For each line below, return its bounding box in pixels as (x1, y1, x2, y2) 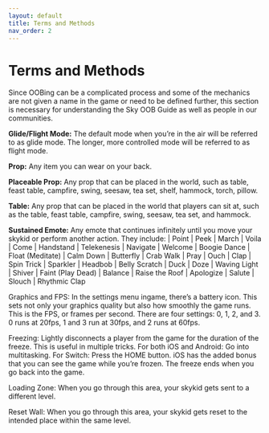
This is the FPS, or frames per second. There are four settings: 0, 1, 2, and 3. (8, 309, 261, 319)
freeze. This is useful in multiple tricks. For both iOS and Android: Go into (8, 342, 250, 352)
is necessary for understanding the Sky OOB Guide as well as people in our (8, 105, 258, 115)
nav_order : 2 (8, 27, 52, 35)
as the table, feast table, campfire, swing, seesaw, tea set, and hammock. (8, 210, 251, 219)
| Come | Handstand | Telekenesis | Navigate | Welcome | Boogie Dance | (8, 243, 251, 252)
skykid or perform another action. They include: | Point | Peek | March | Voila (8, 234, 262, 243)
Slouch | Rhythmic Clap (8, 276, 86, 286)
